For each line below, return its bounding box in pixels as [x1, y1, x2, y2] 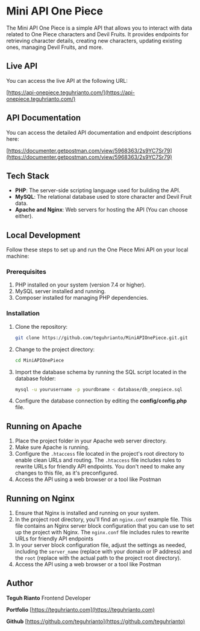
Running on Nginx [6, 493, 75, 503]
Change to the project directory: [14, 346, 95, 353]
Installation [6, 309, 40, 318]
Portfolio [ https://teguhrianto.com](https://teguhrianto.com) [6, 606, 155, 613]
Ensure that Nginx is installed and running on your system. [14, 510, 160, 517]
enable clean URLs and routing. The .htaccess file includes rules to [14, 456, 182, 464]
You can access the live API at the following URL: [6, 77, 128, 84]
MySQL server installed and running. [14, 288, 106, 295]
